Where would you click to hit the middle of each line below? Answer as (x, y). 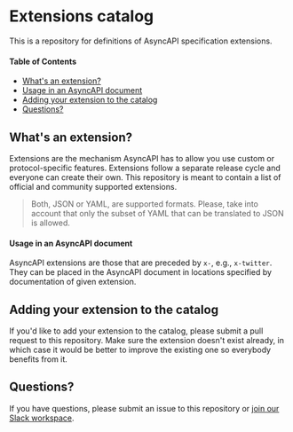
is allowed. (51, 223)
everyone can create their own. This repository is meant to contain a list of (145, 177)
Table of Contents (43, 61)
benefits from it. (39, 359)
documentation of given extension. (73, 282)
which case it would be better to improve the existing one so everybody (140, 350)
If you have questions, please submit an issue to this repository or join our (144, 408)
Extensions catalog (82, 16)
